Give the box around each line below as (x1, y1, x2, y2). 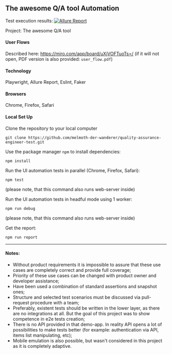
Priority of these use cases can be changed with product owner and (12, 272, 157, 278)
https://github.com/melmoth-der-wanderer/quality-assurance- (28, 135, 161, 140)
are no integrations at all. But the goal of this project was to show (12, 310, 150, 316)
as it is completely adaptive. (12, 343, 72, 349)
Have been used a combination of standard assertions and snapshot (12, 283, 157, 289)
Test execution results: (5, 17, 53, 23)
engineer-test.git (5, 139, 45, 145)
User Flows (5, 39, 30, 45)
